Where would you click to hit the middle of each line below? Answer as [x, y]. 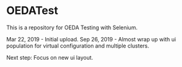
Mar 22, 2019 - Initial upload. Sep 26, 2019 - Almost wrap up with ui [91, 39]
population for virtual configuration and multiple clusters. [78, 46]
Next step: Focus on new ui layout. [50, 57]
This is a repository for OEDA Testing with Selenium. [72, 27]
